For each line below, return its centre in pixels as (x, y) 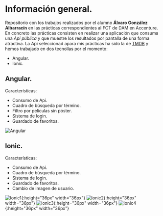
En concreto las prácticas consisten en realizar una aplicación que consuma (82, 33)
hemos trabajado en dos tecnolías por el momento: (56, 49)
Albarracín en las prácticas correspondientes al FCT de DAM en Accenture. (81, 27)
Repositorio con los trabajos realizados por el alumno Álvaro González (76, 23)
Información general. (49, 9)
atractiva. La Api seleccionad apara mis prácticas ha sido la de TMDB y (77, 43)
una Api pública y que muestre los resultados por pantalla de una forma (77, 38)
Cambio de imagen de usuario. (43, 188)
